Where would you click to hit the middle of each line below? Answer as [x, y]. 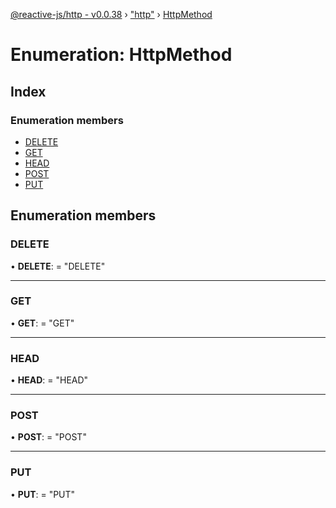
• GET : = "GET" [42, 323]
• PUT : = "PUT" [43, 494]
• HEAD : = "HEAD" [49, 380]
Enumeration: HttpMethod [121, 55]
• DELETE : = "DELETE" [58, 266]
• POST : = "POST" [48, 437]
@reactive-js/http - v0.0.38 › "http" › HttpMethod [111, 14]
